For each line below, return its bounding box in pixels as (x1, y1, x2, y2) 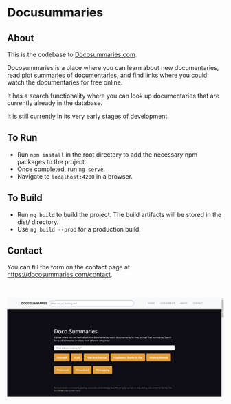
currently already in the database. (7, 99, 103, 107)
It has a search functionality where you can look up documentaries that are (7, 91, 220, 100)
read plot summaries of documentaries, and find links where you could (7, 71, 208, 79)
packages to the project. (16, 157, 87, 166)
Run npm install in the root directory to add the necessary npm (16, 150, 198, 159)
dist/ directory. (16, 218, 59, 226)
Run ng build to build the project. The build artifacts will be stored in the (16, 210, 222, 218)
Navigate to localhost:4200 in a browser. (16, 172, 133, 180)
